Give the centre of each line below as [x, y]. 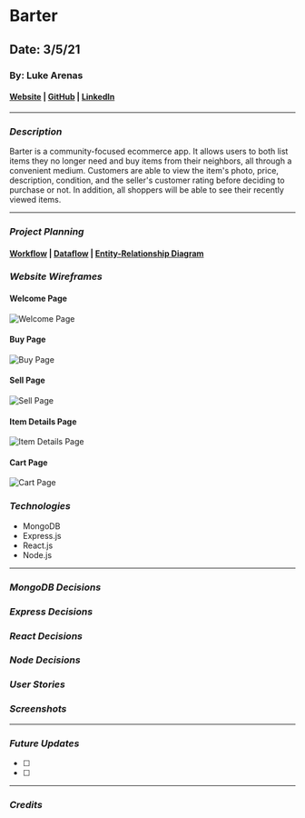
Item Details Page [43, 421]
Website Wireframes [56, 276]
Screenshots [38, 709]
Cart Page [29, 462]
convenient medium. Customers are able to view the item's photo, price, [144, 170]
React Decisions [46, 635]
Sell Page [27, 380]
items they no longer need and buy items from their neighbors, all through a [151, 161]
